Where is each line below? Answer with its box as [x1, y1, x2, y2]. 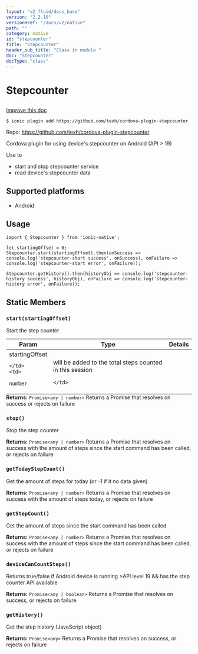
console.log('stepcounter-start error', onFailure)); [6, 261, 141, 267]
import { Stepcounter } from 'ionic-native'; [6, 235, 120, 241]
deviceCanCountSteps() [6, 561, 71, 568]
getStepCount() [6, 510, 50, 517]
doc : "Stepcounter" [6, 53, 54, 59]
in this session [52, 366, 93, 374]
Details [169, 341, 189, 348]
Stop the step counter [6, 427, 59, 434]
